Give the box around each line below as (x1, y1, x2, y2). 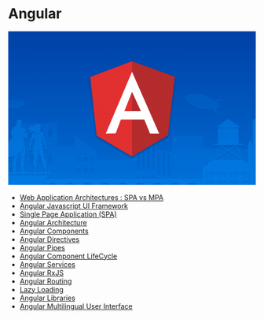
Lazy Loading (19, 284, 64, 294)
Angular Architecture (19, 217, 88, 227)
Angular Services (19, 259, 76, 269)
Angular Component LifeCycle (19, 251, 118, 261)
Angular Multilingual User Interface (19, 301, 133, 311)
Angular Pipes (19, 243, 65, 252)
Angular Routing (19, 276, 72, 286)
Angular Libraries (19, 293, 76, 302)
